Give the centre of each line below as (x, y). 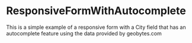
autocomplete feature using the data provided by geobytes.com (84, 33)
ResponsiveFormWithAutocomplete (96, 11)
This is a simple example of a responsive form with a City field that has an (96, 27)
